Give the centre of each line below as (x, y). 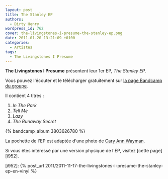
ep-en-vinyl (17, 171)
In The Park (24, 106)
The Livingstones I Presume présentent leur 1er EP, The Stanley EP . (76, 71)
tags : (11, 52)
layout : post (19, 10)
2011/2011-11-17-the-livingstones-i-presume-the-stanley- (104, 166)
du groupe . (17, 86)
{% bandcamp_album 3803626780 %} (45, 131)
